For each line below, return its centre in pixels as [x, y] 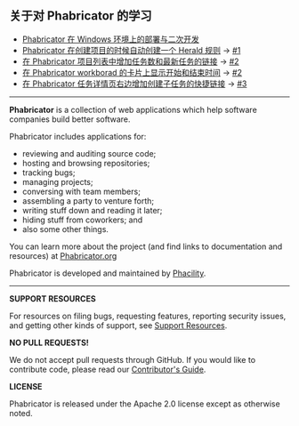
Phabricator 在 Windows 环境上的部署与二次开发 [111, 39]
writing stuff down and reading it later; [92, 210]
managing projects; [57, 181]
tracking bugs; [48, 173]
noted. [21, 413]
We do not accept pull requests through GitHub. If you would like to [133, 359]
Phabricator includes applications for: [78, 136]
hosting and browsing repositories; [86, 163]
